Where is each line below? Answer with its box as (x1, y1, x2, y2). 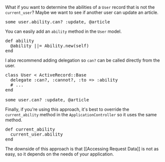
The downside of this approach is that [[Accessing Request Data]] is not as (5, 146, 159, 152)
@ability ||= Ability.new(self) (10, 43, 89, 49)
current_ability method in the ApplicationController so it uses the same (5, 112, 157, 117)
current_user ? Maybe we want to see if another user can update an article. (5, 9, 159, 15)
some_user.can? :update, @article (5, 97, 89, 102)
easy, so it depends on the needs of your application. (5, 151, 114, 157)
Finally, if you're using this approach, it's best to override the (5, 106, 129, 112)
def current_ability (5, 127, 56, 132)
